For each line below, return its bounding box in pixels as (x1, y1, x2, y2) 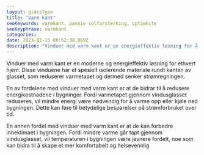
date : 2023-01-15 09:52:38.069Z (6, 37, 89, 43)
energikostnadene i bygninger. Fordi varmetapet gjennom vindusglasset (6, 91, 188, 98)
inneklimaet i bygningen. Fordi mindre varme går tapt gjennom (6, 129, 163, 136)
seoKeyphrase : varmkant (6, 26, 67, 32)
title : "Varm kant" (6, 15, 56, 21)
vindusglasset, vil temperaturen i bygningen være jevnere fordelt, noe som (6, 135, 194, 142)
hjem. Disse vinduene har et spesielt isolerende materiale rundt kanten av (6, 66, 191, 73)
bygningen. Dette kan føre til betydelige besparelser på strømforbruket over (6, 104, 197, 111)
